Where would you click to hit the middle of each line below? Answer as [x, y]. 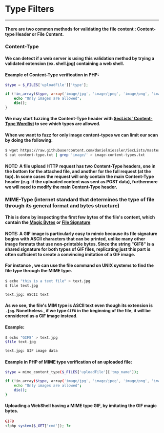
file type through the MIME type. [39, 271]
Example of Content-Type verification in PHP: [52, 75]
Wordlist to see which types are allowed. [59, 124]
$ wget [12, 151]
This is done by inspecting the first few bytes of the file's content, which [80, 217]
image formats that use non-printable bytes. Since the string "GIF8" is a [80, 244]
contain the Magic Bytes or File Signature [48, 222]
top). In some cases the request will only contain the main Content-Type [80, 176]
